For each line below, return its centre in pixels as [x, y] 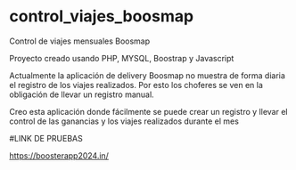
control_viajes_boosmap [102, 16]
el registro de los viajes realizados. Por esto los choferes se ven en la [136, 85]
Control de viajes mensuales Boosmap [80, 41]
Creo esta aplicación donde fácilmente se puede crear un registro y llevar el [148, 111]
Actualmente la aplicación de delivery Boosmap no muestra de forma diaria [147, 75]
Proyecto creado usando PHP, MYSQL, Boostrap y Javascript [122, 58]
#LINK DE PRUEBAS [46, 138]
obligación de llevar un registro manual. [82, 94]
